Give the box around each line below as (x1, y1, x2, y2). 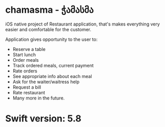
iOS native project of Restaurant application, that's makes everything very (5, 21, 160, 27)
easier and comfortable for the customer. (5, 26, 92, 32)
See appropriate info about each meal (12, 73, 92, 79)
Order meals (12, 57, 39, 63)
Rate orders (12, 68, 37, 74)
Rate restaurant (12, 89, 45, 95)
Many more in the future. (12, 95, 65, 101)
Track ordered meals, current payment (12, 62, 94, 68)
